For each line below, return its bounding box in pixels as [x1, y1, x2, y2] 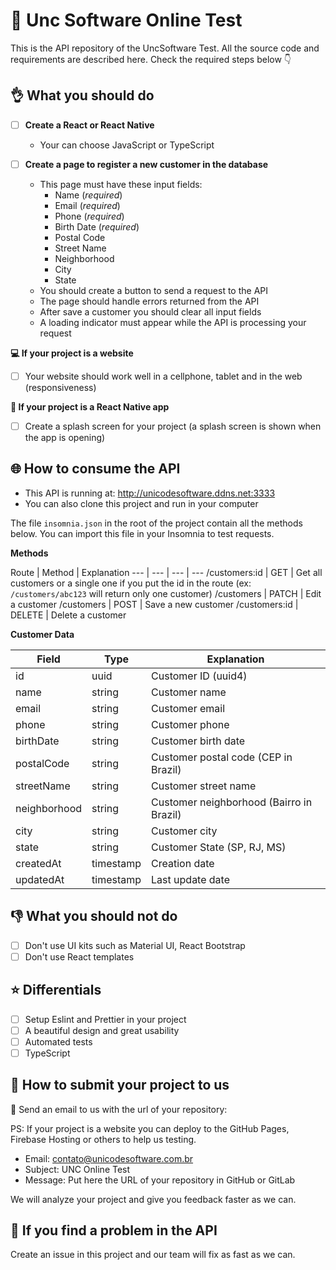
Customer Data [10, 628, 75, 640]
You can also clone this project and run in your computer [24, 497, 259, 509]
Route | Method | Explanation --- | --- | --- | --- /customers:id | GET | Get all [10, 566, 323, 578]
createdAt [15, 856, 62, 870]
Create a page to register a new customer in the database [24, 158, 269, 170]
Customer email [151, 701, 226, 715]
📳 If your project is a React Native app [10, 400, 170, 413]
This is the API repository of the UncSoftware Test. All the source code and [10, 42, 320, 54]
